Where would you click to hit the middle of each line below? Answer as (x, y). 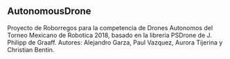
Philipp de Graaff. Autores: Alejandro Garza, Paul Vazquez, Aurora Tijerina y (115, 42)
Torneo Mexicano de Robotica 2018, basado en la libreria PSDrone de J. (110, 35)
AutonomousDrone (49, 11)
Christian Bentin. (31, 49)
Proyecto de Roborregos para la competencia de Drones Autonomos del (110, 27)
